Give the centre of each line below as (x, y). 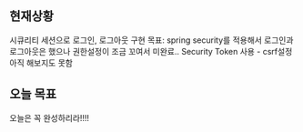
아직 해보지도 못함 (41, 63)
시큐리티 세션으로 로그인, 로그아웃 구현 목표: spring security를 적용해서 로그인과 (151, 40)
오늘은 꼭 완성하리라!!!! (49, 117)
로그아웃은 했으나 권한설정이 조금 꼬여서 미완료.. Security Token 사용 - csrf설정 (151, 51)
